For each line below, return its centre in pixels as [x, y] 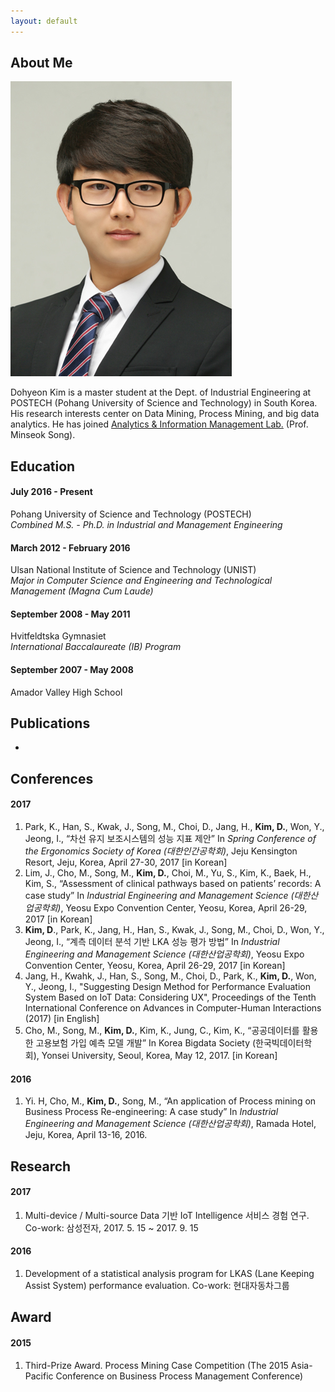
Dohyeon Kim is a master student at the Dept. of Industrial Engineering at [161, 392]
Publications [50, 723]
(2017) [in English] [62, 1019]
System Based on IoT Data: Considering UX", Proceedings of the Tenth [170, 997]
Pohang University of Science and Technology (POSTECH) [131, 514]
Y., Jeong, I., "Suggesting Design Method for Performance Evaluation [167, 987]
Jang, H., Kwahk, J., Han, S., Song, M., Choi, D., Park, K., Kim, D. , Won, [170, 976]
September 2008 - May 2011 [70, 614]
